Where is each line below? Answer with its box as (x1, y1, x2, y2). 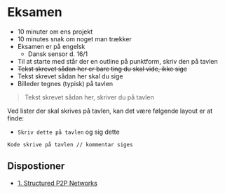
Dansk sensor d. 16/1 (27, 50, 88, 58)
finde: (7, 113, 25, 123)
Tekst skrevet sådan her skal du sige (17, 71, 123, 81)
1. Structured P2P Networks (17, 179, 98, 187)
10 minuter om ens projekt (17, 27, 93, 36)
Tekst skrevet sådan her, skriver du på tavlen (24, 92, 154, 102)
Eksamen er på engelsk (17, 42, 86, 50)
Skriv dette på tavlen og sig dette (17, 127, 121, 136)
